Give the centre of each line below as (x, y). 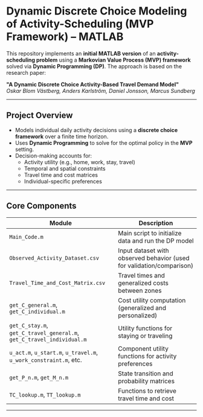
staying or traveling (145, 336)
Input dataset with (143, 250)
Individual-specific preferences (63, 181)
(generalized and (142, 308)
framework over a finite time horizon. (62, 136)
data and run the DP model (156, 241)
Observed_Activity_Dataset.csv (54, 258)
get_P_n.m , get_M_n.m (39, 377)
